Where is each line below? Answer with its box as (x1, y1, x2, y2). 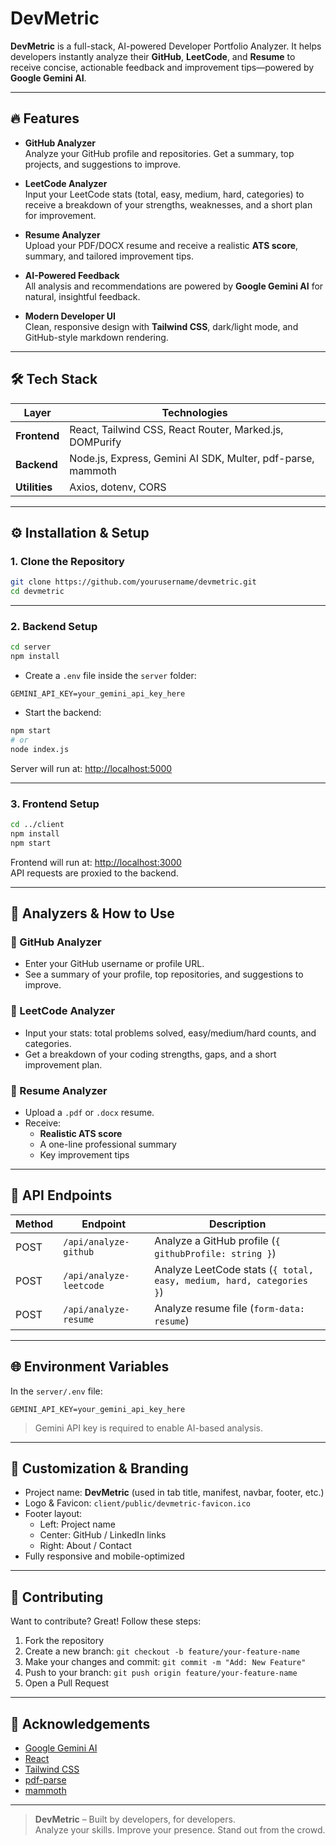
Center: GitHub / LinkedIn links (39, 1529, 167, 1541)
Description (208, 1217, 267, 1231)
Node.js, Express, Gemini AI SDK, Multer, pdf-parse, (69, 451, 315, 465)
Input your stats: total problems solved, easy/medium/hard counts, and (24, 1027, 317, 1039)
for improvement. (24, 209, 97, 221)
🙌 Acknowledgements (10, 1715, 151, 1732)
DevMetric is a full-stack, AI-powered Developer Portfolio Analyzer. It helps (10, 40, 322, 52)
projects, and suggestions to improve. (24, 158, 182, 170)
